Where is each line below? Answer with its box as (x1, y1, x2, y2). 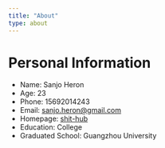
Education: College (19, 122, 82, 132)
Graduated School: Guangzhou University (19, 131, 157, 141)
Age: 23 (19, 89, 46, 98)
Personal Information (8, 54, 151, 72)
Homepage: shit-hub (19, 114, 88, 124)
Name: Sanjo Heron (19, 80, 84, 90)
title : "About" (8, 11, 59, 20)
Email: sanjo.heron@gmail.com (19, 106, 122, 115)
